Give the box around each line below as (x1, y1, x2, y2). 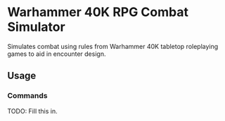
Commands (7, 91, 48, 101)
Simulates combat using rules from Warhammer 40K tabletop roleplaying (7, 42, 219, 50)
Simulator (7, 19, 65, 35)
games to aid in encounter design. (7, 50, 106, 58)
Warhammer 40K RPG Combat (7, 4, 188, 20)
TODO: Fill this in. (7, 106, 58, 115)
